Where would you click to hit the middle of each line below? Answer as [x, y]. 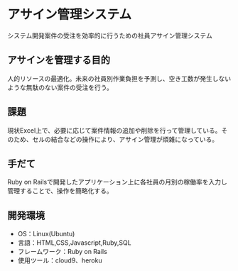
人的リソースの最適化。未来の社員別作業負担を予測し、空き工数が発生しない [119, 78]
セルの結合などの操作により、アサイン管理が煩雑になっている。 [125, 139]
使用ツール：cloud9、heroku [60, 260]
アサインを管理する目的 [59, 60]
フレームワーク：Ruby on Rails [63, 252]
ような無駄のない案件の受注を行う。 [60, 87]
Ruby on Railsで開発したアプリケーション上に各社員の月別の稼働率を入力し [117, 182]
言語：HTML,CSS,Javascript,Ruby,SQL [74, 243]
